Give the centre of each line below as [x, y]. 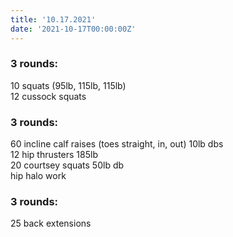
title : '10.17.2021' [53, 19]
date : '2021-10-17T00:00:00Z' [73, 29]
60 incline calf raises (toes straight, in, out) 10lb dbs [117, 144]
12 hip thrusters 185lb [54, 155]
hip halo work [38, 176]
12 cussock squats [48, 96]
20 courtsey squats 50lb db [67, 165]
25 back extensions [51, 223]
